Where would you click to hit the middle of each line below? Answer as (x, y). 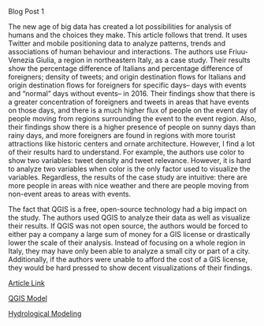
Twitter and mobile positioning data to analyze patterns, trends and (117, 43)
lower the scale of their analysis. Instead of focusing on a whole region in (127, 243)
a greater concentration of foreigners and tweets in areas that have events (129, 102)
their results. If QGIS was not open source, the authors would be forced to (128, 226)
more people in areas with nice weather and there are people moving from (129, 185)
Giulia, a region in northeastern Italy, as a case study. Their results (143, 60)
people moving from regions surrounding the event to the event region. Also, (132, 119)
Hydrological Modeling (45, 313)
